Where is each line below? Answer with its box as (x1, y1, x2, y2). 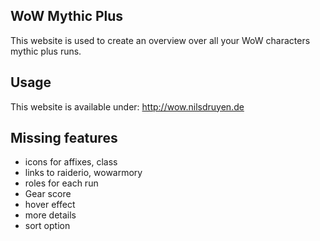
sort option (24, 220, 71, 232)
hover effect (24, 199, 76, 211)
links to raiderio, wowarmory (24, 167, 143, 179)
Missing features (10, 130, 118, 147)
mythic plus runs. (10, 45, 82, 57)
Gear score (24, 188, 72, 200)
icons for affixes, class (24, 156, 118, 168)
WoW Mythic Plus (10, 8, 124, 25)
